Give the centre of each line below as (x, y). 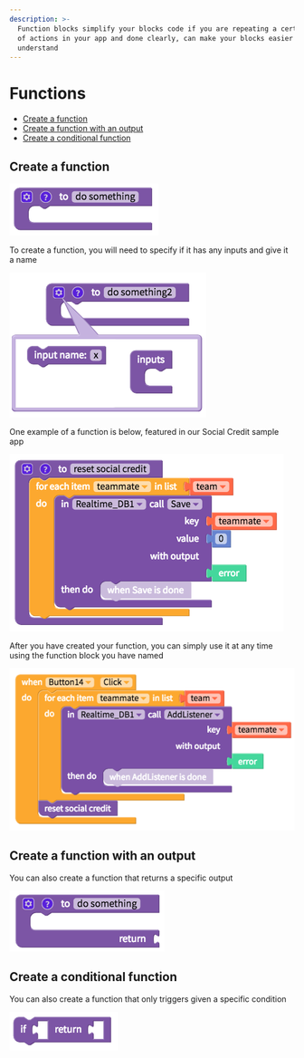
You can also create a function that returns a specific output (121, 878)
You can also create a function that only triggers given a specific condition (148, 999)
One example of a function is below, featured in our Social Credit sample (144, 432)
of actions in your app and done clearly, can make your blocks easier (156, 38)
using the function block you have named (87, 655)
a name (24, 260)
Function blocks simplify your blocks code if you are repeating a (147, 29)
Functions (47, 94)
